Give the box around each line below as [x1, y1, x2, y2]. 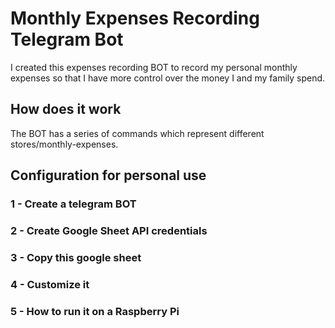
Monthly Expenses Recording [10, 7, 260, 30]
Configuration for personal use [10, 167, 207, 184]
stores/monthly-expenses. [10, 138, 119, 150]
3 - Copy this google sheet [10, 250, 142, 264]
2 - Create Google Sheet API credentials [10, 223, 208, 237]
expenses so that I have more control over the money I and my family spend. [10, 72, 326, 84]
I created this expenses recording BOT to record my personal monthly [10, 61, 298, 73]
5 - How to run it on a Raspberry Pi [10, 304, 180, 318]
